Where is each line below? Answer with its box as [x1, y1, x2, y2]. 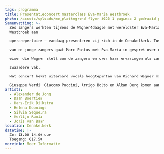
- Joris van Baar [9, 119, 45, 124]
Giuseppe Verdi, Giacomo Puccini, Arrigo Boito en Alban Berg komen [9, 82, 152, 88]
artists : [5, 87, 23, 92]
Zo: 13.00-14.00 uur [9, 133, 51, 137]
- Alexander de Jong [9, 92, 51, 96]
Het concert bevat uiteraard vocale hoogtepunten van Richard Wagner [9, 74, 154, 78]
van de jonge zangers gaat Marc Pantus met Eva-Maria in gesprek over [9, 47, 156, 52]
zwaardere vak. [9, 65, 41, 70]
